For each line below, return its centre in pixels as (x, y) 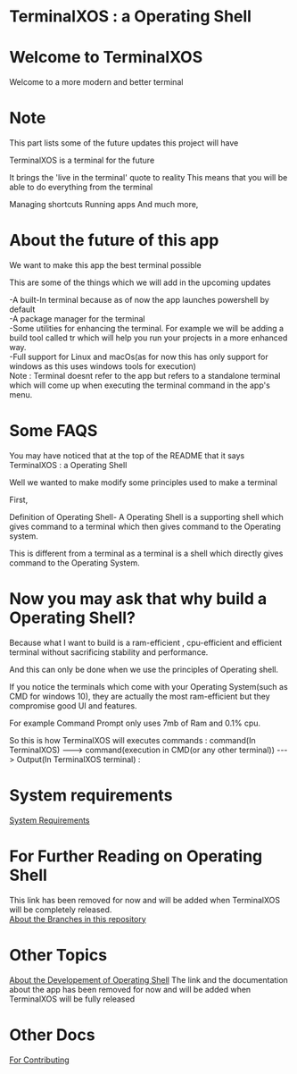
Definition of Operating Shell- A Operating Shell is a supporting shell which (146, 516)
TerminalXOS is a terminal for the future (82, 160)
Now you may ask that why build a (138, 599)
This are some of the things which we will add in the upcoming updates (140, 282)
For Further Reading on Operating (136, 856)
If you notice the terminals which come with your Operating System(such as (148, 686)
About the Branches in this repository (78, 919)
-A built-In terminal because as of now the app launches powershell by (139, 300)
